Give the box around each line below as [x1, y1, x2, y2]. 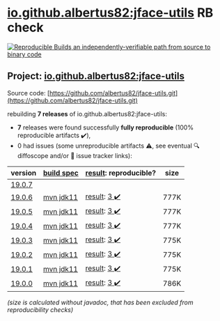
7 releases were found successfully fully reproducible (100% [17, 123, 194, 132]
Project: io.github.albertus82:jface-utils [7, 70, 184, 82]
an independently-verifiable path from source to [72, 42, 211, 51]
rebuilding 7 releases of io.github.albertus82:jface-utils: [7, 109, 167, 118]
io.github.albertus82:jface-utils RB [7, 5, 214, 21]
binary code [7, 50, 42, 58]
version [10, 168, 37, 178]
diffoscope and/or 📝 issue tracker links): [17, 151, 132, 159]
